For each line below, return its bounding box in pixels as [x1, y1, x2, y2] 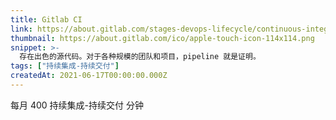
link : [10, 24, 33, 34]
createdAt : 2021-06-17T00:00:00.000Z [10, 71, 168, 81]
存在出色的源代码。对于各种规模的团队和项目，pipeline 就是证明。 [19, 52, 261, 62]
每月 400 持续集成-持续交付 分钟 [10, 99, 144, 111]
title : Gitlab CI [10, 14, 83, 25]
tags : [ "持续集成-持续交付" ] [10, 61, 120, 71]
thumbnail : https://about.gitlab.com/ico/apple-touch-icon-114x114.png [10, 33, 315, 43]
